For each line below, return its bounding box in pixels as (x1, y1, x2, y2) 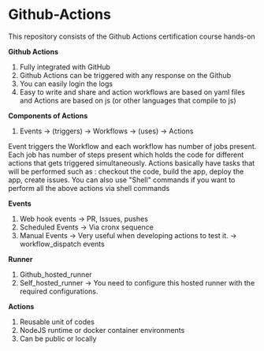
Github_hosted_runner (19, 270, 92, 279)
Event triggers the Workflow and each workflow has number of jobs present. (8, 141, 257, 151)
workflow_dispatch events (19, 239, 105, 248)
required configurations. (19, 286, 99, 296)
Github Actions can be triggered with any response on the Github (19, 70, 231, 80)
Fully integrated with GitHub (19, 62, 110, 72)
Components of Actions (8, 110, 88, 120)
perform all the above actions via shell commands (8, 183, 170, 192)
